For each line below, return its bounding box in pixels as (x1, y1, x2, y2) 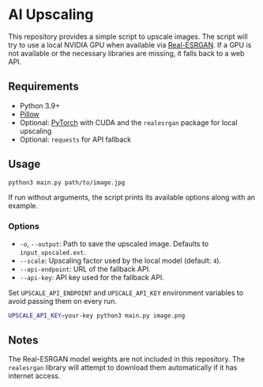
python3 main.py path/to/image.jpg (8, 178, 126, 187)
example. (8, 201, 38, 211)
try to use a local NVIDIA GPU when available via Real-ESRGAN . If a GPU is (8, 40, 252, 49)
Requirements (8, 80, 79, 93)
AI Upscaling (8, 6, 94, 24)
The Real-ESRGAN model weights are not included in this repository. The (8, 355, 245, 364)
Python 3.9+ (19, 101, 61, 110)
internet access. (8, 371, 61, 381)
